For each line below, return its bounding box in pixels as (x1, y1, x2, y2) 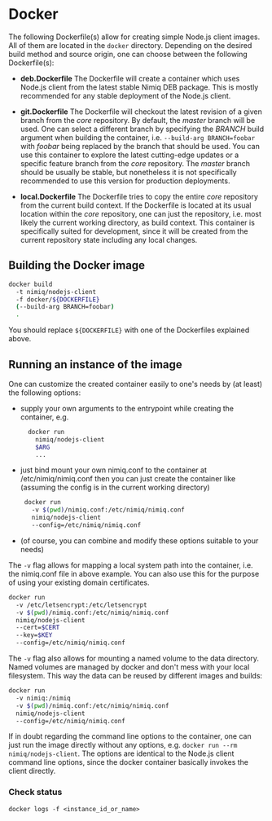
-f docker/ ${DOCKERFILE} (15, 295, 100, 304)
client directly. (8, 766, 56, 776)
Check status (8, 787, 63, 798)
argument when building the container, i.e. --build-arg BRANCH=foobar (20, 132, 256, 143)
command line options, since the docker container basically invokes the (8, 757, 249, 767)
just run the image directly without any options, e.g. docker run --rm (8, 740, 238, 750)
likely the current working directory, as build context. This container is (20, 217, 255, 227)
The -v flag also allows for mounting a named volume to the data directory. (8, 653, 259, 664)
